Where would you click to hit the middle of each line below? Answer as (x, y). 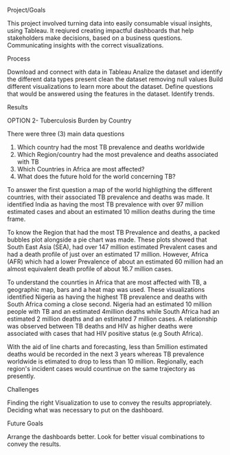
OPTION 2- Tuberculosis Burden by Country (69, 120)
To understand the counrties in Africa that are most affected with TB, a (107, 282)
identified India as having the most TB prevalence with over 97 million (105, 204)
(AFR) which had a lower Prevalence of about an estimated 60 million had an (115, 262)
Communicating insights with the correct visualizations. (85, 45)
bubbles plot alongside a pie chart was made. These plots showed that (107, 240)
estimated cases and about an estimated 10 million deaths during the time (111, 212)
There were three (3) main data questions (66, 134)
